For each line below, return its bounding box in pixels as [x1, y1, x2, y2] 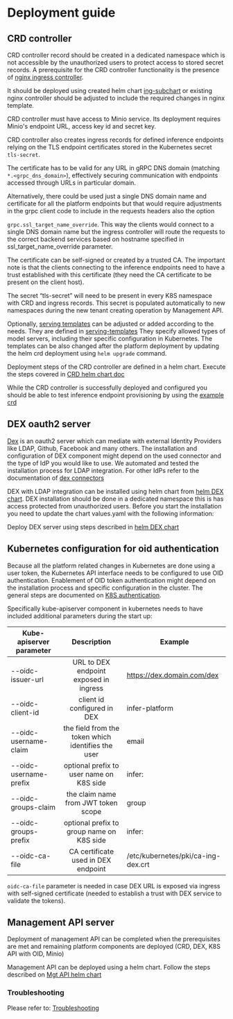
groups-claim [10, 802, 56, 812]
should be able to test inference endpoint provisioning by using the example [7, 391, 224, 399]
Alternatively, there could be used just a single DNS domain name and [7, 192, 207, 200]
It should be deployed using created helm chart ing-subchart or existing [7, 87, 213, 94]
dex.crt [126, 859, 150, 869]
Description [71, 637, 112, 647]
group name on [67, 827, 116, 836]
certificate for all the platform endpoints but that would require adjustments [7, 199, 222, 208]
